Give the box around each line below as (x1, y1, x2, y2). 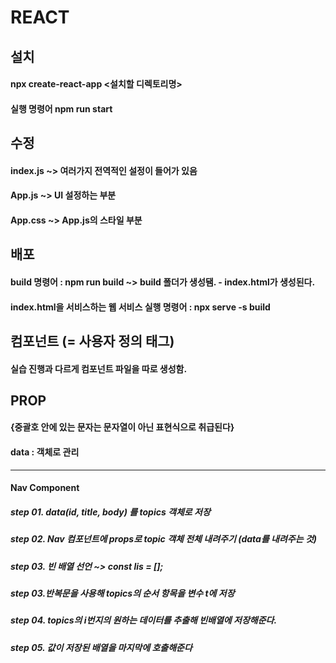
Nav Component (10, 482, 80, 494)
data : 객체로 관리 (10, 446, 80, 458)
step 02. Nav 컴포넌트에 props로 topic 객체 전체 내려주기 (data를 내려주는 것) (10, 533, 318, 545)
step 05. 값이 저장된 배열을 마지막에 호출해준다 (10, 641, 193, 653)
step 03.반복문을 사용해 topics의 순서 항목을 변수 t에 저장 (10, 587, 235, 599)
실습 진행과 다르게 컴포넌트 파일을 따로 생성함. (10, 362, 188, 375)
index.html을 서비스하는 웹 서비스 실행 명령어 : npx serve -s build (10, 301, 271, 313)
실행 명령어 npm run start (10, 102, 113, 115)
